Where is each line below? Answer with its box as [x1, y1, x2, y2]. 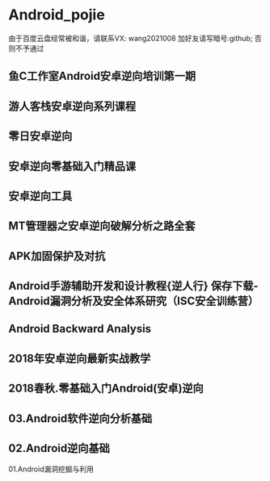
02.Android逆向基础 [8, 441, 111, 455]
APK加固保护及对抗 [8, 249, 106, 263]
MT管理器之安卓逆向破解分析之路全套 [8, 220, 196, 233]
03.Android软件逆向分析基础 [8, 412, 153, 425]
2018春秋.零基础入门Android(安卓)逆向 [8, 382, 204, 395]
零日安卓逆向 [8, 129, 73, 143]
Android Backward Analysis [8, 322, 152, 336]
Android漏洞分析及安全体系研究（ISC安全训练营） [8, 295, 259, 308]
